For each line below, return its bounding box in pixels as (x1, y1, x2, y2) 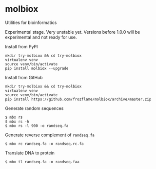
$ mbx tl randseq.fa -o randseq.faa (5, 159, 79, 164)
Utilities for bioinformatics (5, 20, 57, 25)
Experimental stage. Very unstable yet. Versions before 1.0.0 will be (5, 29, 140, 35)
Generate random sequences (5, 105, 64, 111)
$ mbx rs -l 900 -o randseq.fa (5, 123, 69, 128)
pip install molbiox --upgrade (5, 66, 69, 71)
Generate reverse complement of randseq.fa (5, 132, 95, 138)
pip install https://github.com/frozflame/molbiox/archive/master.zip (5, 97, 152, 102)
